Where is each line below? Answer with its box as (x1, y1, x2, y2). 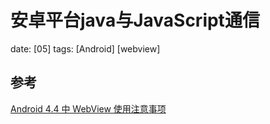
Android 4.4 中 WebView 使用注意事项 (10, 102, 167, 115)
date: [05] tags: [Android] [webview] (10, 42, 161, 55)
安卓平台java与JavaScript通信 (10, 9, 260, 32)
